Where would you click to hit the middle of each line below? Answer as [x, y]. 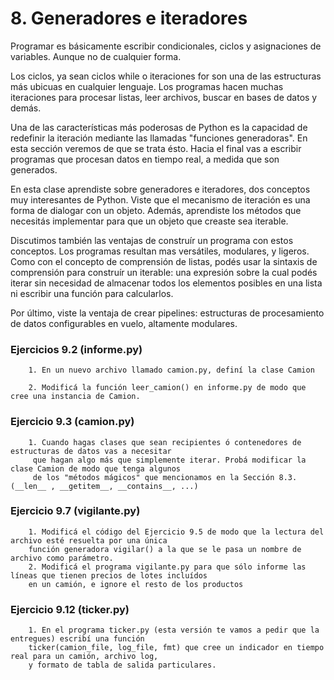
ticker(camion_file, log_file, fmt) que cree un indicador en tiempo [176, 648]
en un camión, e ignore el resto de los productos [136, 584]
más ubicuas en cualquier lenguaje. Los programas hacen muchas [147, 86]
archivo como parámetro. [62, 558]
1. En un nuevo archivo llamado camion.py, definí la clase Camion [171, 370]
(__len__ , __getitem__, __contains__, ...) [104, 486]
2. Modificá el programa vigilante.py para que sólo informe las [167, 567]
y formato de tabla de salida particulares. [122, 665]
